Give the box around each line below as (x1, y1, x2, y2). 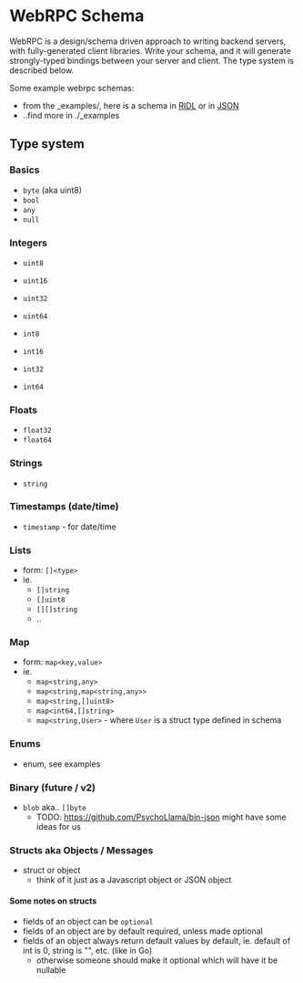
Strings (9, 457, 43, 470)
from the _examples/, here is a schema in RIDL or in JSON (22, 99, 239, 110)
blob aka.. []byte (22, 802, 86, 812)
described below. (9, 65, 75, 76)
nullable (35, 964, 66, 975)
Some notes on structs (9, 895, 97, 906)
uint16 (22, 276, 48, 286)
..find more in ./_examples (22, 110, 120, 120)
